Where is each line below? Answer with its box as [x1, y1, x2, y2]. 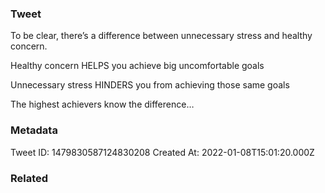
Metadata [10, 123, 58, 137]
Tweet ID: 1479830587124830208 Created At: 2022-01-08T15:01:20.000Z [10, 146, 315, 158]
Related [10, 171, 49, 185]
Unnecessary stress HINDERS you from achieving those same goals [10, 79, 290, 91]
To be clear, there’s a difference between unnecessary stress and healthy [10, 30, 313, 42]
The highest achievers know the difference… [10, 98, 195, 111]
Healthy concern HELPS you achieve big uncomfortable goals [10, 60, 265, 72]
